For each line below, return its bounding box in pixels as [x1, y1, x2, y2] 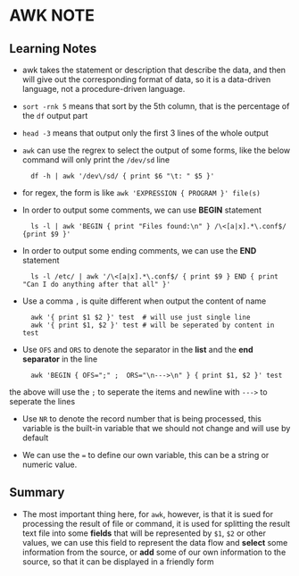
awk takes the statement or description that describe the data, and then [21, 64, 287, 75]
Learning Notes [9, 41, 97, 56]
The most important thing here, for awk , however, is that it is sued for [21, 508, 274, 519]
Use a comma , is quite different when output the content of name [21, 296, 267, 306]
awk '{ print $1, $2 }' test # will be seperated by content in [30, 321, 275, 330]
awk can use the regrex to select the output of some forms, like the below [21, 145, 291, 155]
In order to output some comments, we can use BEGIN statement [21, 205, 262, 215]
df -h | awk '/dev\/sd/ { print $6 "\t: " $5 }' [30, 171, 215, 180]
